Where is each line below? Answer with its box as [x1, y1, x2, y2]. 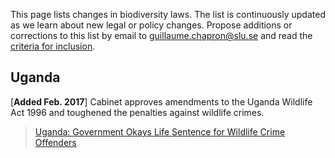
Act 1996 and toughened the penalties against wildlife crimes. [10, 106, 265, 118]
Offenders [34, 136, 77, 148]
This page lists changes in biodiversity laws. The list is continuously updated [10, 9, 326, 20]
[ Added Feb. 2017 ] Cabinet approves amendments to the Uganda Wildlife [10, 95, 313, 108]
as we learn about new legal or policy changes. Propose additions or [10, 19, 293, 31]
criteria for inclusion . [10, 40, 96, 52]
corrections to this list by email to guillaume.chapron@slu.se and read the [10, 30, 313, 41]
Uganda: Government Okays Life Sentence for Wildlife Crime [34, 125, 286, 138]
